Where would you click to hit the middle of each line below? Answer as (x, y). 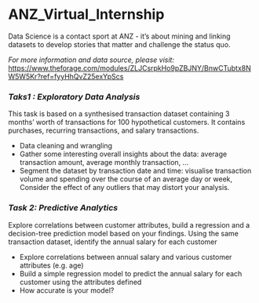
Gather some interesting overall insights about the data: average (123, 154)
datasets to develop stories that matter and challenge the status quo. (119, 44)
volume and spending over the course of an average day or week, (126, 179)
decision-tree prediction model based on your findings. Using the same (124, 233)
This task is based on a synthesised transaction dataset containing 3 (119, 114)
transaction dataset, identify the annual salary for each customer (113, 242)
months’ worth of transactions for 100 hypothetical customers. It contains (127, 122)
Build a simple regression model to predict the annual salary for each (131, 273)
